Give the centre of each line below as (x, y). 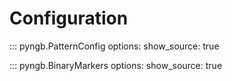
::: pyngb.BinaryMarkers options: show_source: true (116, 65)
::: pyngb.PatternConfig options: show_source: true (114, 46)
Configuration (69, 18)
